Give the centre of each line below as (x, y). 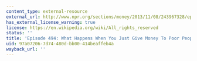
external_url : (23, 17)
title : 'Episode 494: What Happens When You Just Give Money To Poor (93, 38)
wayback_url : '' (26, 49)
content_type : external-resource (47, 11)
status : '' (19, 33)
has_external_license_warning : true (51, 22)
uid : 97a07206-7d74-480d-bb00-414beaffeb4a (60, 44)
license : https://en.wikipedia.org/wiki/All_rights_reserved (82, 28)
